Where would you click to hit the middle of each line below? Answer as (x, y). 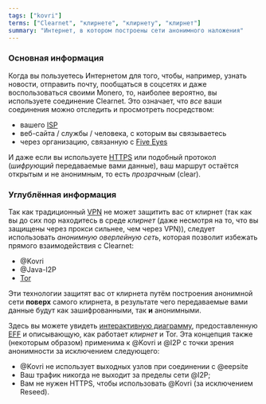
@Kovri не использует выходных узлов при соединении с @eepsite (134, 366)
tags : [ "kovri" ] (35, 16)
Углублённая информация (63, 194)
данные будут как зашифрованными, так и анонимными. (105, 310)
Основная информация (56, 58)
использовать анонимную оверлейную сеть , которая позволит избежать (133, 237)
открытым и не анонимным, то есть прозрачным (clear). (105, 174)
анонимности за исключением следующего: (84, 351)
